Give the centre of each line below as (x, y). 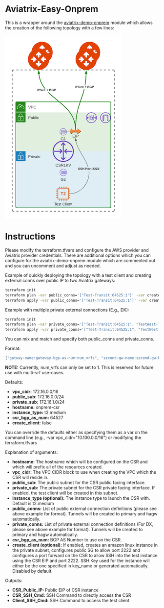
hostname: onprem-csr (36, 407)
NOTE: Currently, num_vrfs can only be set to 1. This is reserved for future (79, 367)
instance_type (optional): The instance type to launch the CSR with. (81, 498)
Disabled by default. (32, 571)
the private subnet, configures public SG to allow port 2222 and (76, 550)
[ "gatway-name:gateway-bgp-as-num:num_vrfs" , (52, 358)
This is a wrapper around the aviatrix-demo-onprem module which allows (79, 23)
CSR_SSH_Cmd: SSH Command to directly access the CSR (72, 595)
